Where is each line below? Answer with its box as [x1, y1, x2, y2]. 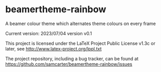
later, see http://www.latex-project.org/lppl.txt [5, 45, 102, 52]
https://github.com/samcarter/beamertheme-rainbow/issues [5, 61, 132, 67]
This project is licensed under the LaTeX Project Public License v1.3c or [5, 40, 156, 46]
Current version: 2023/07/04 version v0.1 [5, 30, 92, 36]
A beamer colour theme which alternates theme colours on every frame [5, 20, 156, 27]
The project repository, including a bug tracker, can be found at [5, 55, 139, 62]
